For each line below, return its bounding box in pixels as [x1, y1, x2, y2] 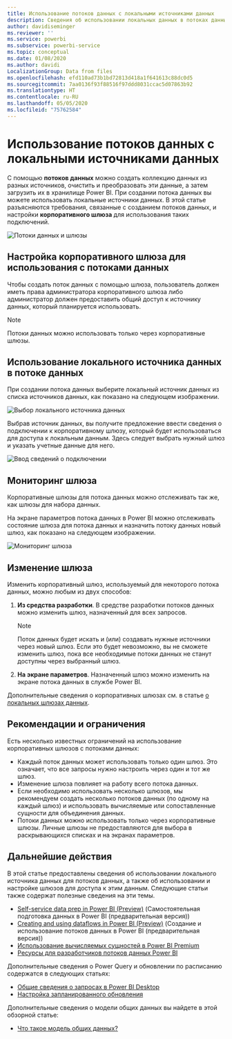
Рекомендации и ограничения [7, 719, 146, 730]
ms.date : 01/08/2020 [7, 55, 67, 62]
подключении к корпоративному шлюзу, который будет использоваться [7, 427, 222, 435]
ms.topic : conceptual [7, 49, 70, 56]
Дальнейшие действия [7, 851, 113, 863]
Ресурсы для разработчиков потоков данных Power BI [17, 949, 178, 957]
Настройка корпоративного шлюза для [7, 251, 186, 263]
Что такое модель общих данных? [17, 1024, 119, 1032]
